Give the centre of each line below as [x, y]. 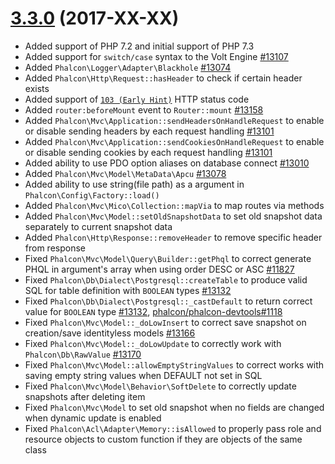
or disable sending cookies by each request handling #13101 [148, 152]
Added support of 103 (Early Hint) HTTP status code [137, 99]
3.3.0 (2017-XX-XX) [95, 18]
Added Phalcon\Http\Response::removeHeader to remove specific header [173, 237]
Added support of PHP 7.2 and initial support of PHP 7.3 [139, 46]
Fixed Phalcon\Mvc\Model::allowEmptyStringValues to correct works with [174, 364]
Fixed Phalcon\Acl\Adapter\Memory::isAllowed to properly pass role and [173, 428]
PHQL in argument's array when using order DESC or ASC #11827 [159, 269]
